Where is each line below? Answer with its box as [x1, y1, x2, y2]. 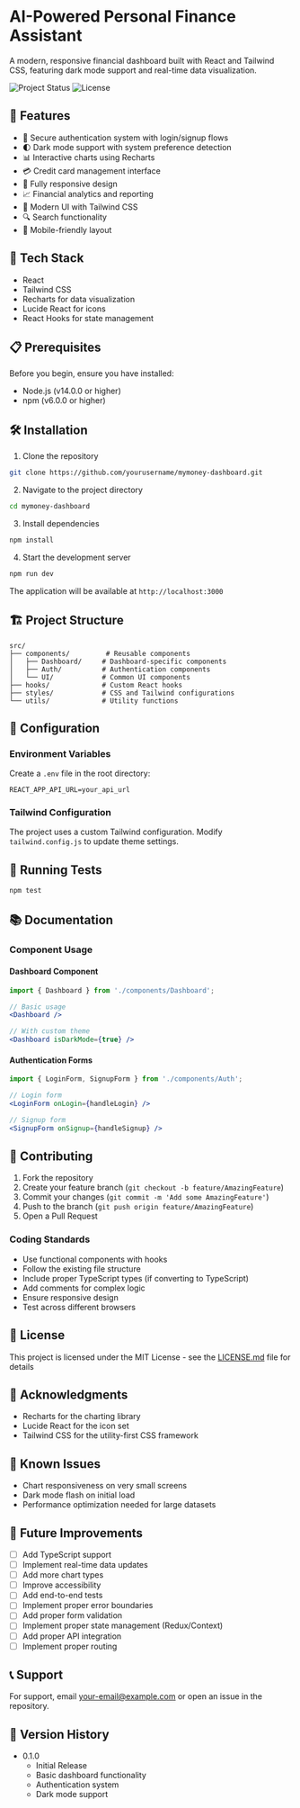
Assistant [9, 25, 83, 46]
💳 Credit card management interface [22, 165, 162, 176]
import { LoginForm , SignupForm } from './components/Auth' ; [9, 1075, 243, 1084]
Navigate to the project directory [22, 484, 144, 496]
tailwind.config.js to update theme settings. [9, 836, 180, 847]
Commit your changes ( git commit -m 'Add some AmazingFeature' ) [22, 1192, 269, 1202]
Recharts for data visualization [22, 293, 136, 304]
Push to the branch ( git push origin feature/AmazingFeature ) [22, 1201, 254, 1212]
